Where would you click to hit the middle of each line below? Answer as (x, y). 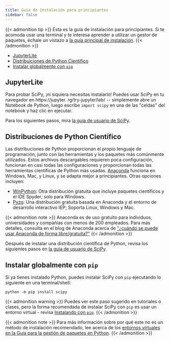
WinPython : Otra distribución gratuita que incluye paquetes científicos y (88, 191)
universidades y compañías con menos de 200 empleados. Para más (78, 223)
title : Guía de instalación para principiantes (57, 10)
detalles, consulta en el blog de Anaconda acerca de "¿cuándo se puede (82, 228)
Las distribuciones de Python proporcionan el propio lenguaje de (74, 149)
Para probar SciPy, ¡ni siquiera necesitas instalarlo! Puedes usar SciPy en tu (85, 94)
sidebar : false (21, 15)
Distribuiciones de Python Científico (50, 61)
